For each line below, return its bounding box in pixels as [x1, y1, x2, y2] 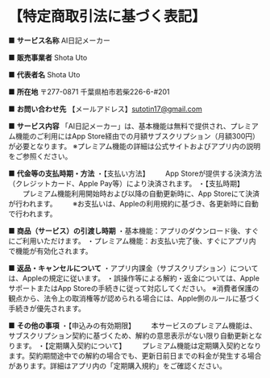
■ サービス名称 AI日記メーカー [8, 35, 111, 45]
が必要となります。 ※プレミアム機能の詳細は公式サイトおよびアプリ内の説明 [8, 141, 261, 151]
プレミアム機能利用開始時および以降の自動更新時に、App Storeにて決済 [22, 189, 260, 198]
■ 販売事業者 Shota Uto [8, 52, 88, 62]
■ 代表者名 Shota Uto [8, 69, 81, 79]
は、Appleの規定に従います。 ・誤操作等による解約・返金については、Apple [8, 273, 260, 283]
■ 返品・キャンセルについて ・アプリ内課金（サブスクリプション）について [8, 263, 259, 272]
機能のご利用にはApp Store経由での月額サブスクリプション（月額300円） [15, 131, 260, 141]
